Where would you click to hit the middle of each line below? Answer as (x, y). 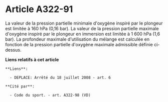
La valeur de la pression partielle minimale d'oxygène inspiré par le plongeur (84, 23)
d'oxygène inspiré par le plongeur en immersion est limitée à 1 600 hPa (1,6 (83, 34)
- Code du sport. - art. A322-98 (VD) (50, 95)
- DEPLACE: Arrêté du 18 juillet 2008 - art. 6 (60, 77)
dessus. (13, 50)
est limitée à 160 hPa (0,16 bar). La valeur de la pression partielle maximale (82, 28)
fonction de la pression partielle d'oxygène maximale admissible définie (79, 44)
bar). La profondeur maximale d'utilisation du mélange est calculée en (77, 39)
